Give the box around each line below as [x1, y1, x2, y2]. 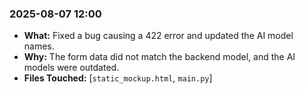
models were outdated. [23, 62, 120, 74]
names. [23, 40, 55, 52]
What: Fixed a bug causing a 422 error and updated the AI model [23, 30, 294, 42]
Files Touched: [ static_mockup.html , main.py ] [23, 72, 213, 84]
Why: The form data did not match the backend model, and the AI [23, 51, 296, 63]
